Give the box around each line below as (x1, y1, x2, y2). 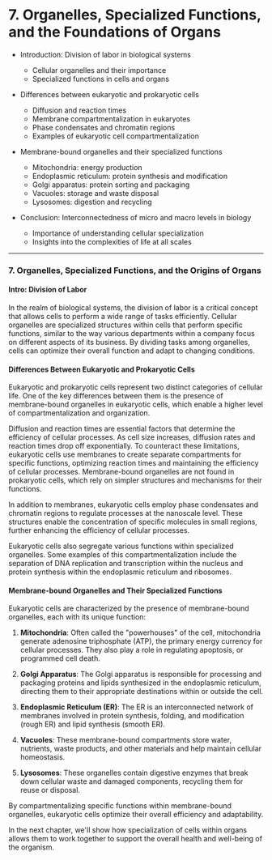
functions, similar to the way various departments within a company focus (8, 329, 255, 338)
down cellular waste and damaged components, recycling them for (19, 777, 244, 786)
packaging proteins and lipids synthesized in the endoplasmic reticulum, (19, 678, 261, 688)
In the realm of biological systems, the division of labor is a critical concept (8, 303, 258, 313)
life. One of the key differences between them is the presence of (8, 391, 224, 401)
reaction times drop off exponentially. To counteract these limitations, (8, 441, 240, 451)
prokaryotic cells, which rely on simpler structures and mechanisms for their (8, 475, 262, 485)
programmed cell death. (19, 654, 101, 663)
